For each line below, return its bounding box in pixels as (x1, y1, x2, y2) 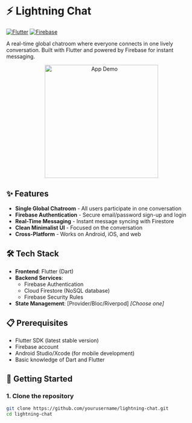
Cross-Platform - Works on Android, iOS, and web (14, 230, 141, 238)
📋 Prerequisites (6, 317, 68, 328)
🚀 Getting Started (6, 374, 73, 384)
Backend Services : (14, 274, 63, 281)
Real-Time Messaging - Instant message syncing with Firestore (14, 217, 174, 224)
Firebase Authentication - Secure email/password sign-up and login (14, 211, 187, 218)
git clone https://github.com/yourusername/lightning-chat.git (6, 406, 169, 412)
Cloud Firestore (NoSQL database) (24, 287, 110, 294)
